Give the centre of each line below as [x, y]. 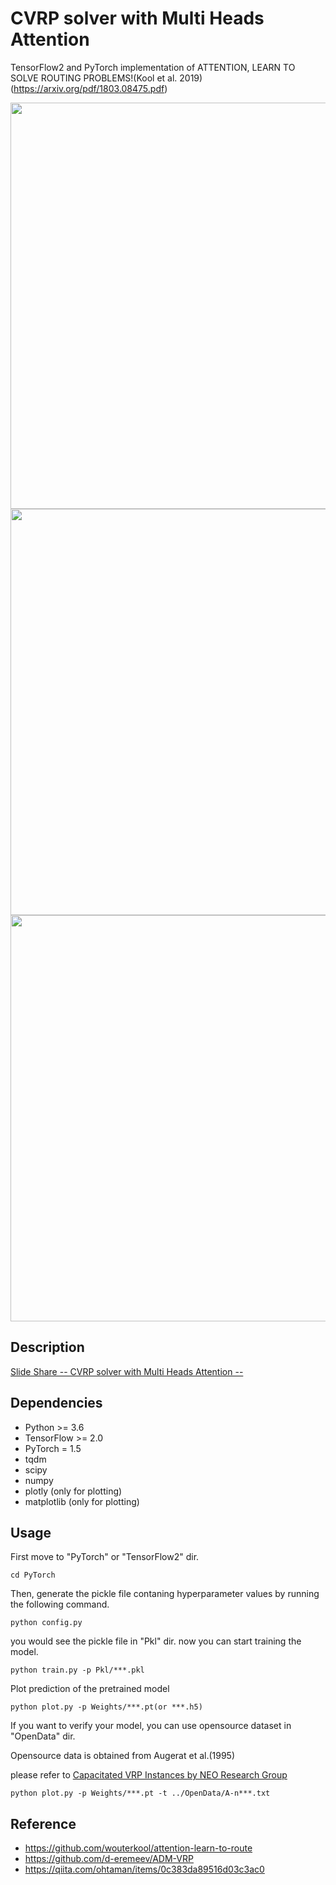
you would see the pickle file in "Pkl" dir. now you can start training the [156, 1641]
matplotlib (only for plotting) [82, 1501]
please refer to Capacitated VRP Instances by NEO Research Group [149, 1775]
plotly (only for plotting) [73, 1491]
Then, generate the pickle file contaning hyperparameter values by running [165, 1594]
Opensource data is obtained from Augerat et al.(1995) [123, 1756]
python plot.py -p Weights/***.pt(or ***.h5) [106, 1707]
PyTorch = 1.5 [53, 1448]
